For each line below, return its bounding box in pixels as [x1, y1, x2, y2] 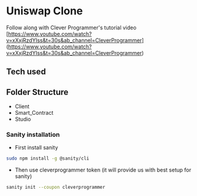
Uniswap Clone [6, 4, 84, 18]
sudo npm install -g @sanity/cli [6, 155, 90, 162]
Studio [14, 115, 31, 123]
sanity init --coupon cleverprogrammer [6, 184, 106, 191]
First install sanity [14, 144, 59, 151]
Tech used [6, 67, 46, 77]
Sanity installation [6, 130, 60, 139]
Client [14, 103, 30, 110]
